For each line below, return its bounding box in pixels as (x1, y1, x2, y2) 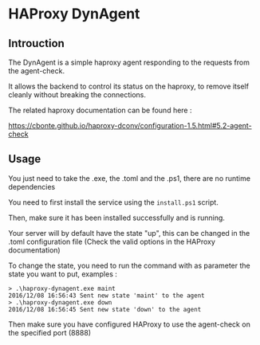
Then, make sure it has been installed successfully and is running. (8, 213, 226, 222)
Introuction (8, 37, 65, 50)
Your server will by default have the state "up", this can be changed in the (8, 228, 250, 237)
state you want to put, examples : (8, 269, 118, 279)
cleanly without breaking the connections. (8, 90, 146, 100)
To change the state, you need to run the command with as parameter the (8, 261, 250, 270)
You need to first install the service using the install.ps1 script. (8, 197, 219, 207)
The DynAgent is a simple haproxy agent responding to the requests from (8, 57, 250, 67)
